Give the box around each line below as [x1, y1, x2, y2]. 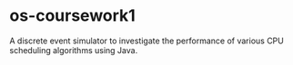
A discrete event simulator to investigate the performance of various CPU [9, 35, 284, 46]
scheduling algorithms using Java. [9, 44, 138, 55]
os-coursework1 [9, 5, 136, 26]
